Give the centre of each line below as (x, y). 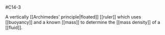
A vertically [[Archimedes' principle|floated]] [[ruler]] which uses (73, 17)
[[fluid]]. (14, 27)
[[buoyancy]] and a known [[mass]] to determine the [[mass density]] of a (83, 22)
